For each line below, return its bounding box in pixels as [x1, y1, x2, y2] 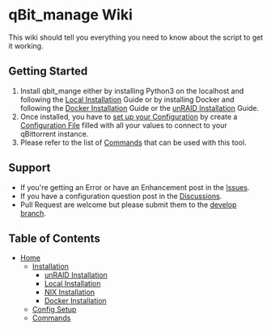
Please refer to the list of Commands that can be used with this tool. [19, 137, 247, 147]
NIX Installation [44, 287, 95, 297]
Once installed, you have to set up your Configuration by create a [19, 112, 238, 121]
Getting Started [8, 65, 88, 78]
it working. [8, 40, 44, 50]
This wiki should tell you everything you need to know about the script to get [8, 32, 264, 42]
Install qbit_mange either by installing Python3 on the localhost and [19, 86, 244, 95]
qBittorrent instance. [19, 129, 89, 138]
